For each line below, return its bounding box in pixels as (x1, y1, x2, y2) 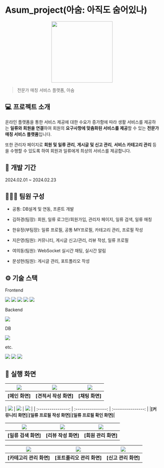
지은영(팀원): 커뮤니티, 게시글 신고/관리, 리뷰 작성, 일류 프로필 (12, 237, 129, 243)
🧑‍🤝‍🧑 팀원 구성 (5, 192, 45, 200)
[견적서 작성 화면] (35, 393, 74, 399)
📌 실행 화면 (5, 369, 37, 378)
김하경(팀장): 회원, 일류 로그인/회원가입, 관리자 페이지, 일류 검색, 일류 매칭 (12, 217, 152, 222)
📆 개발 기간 (5, 164, 37, 172)
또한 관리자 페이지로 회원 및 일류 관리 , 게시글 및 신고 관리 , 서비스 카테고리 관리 (5, 142, 152, 148)
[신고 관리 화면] (106, 454, 140, 461)
